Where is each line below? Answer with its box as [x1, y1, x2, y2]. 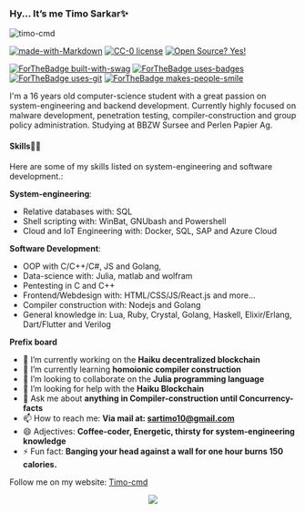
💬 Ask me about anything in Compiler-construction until [22, 393, 239, 404]
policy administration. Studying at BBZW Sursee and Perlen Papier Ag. [9, 119, 273, 130]
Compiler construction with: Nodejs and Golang [22, 299, 201, 310]
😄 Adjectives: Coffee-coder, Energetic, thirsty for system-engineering [22, 426, 296, 436]
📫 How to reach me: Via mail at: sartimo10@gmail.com [22, 413, 235, 424]
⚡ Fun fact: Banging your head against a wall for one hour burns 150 [22, 446, 284, 457]
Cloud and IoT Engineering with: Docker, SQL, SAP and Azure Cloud [22, 225, 278, 236]
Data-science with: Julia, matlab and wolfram [22, 270, 193, 281]
